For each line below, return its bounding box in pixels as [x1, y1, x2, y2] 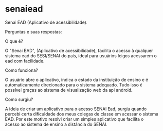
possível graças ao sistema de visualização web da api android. [5, 87, 133, 93]
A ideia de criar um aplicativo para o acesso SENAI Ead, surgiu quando [5, 106, 147, 112]
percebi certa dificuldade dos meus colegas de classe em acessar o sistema [5, 111, 159, 117]
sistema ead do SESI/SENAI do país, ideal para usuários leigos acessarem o [5, 52, 157, 59]
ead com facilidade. [5, 58, 45, 64]
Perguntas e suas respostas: [5, 29, 62, 34]
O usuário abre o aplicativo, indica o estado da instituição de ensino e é [5, 77, 148, 82]
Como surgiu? [5, 96, 33, 102]
